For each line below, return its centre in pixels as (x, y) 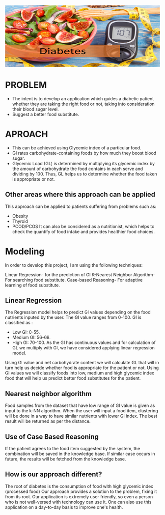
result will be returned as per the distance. (48, 421)
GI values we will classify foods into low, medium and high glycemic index (80, 373)
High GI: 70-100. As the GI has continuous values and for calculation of (84, 343)
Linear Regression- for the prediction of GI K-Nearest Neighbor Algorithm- (80, 274)
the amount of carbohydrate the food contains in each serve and (78, 169)
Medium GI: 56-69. (31, 338)
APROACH (27, 134)
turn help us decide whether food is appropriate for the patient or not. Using (82, 368)
